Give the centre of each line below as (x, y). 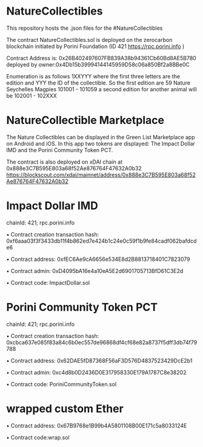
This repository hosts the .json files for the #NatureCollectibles (85, 28)
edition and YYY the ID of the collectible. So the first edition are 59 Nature (98, 83)
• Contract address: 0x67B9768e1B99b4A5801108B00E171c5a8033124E (97, 425)
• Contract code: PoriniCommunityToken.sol (62, 384)
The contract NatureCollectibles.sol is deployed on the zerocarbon (89, 40)
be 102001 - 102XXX (32, 95)
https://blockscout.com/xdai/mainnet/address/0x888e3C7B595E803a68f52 (101, 175)
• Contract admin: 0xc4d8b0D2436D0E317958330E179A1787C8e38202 (96, 372)
